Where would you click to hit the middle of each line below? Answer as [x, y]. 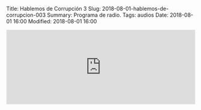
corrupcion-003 [26, 15]
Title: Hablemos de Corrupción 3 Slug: [53, 9]
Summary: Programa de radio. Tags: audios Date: [108, 15]
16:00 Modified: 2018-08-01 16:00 [55, 21]
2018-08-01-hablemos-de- [135, 9]
